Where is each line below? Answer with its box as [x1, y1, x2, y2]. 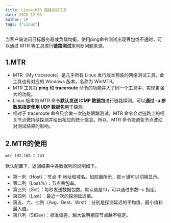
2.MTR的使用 [5, 139, 47, 148]
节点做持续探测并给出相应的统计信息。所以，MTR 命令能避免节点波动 [17, 117, 163, 123]
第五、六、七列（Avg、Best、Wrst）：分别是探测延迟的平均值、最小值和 [12, 199, 163, 205]
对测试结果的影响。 [12, 123, 54, 129]
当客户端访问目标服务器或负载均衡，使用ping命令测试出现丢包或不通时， [5, 36, 158, 42]
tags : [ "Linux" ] [5, 21, 40, 27]
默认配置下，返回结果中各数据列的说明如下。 [5, 163, 100, 169]
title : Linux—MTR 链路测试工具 [5, 7, 67, 13]
